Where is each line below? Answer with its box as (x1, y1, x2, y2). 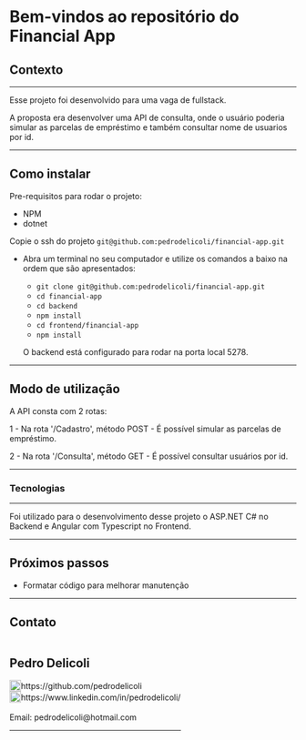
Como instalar (9, 167, 91, 182)
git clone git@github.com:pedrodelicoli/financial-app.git (36, 282, 266, 291)
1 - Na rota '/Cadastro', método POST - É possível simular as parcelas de (9, 423, 281, 434)
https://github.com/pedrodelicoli (21, 680, 143, 691)
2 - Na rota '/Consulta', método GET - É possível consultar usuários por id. (9, 451, 289, 461)
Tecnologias (9, 482, 66, 494)
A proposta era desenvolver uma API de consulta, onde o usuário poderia (9, 112, 285, 123)
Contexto (9, 62, 64, 77)
